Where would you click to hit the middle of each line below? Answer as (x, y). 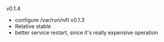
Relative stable (33, 26)
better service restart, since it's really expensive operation (86, 33)
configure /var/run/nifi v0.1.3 (49, 20)
